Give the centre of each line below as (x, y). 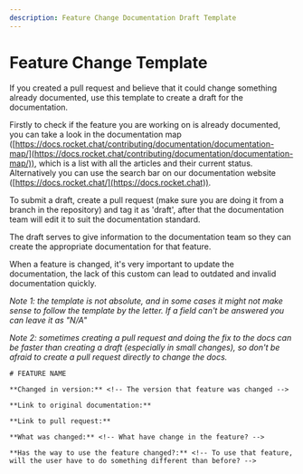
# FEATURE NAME (38, 373)
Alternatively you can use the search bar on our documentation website (143, 172)
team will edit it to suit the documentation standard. (105, 219)
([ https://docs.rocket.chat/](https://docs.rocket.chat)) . (110, 182)
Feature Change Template (109, 62)
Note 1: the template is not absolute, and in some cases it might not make (146, 301)
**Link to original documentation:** (80, 405)
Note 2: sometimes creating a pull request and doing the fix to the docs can (151, 337)
